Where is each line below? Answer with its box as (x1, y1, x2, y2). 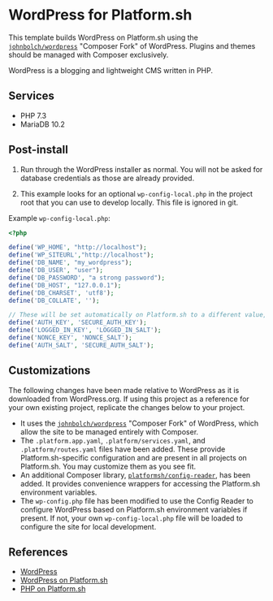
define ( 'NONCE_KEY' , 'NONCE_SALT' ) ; (8, 334, 132, 342)
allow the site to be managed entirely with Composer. (19, 426, 199, 436)
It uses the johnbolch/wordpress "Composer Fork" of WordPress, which (19, 418, 259, 428)
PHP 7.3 (19, 110, 47, 120)
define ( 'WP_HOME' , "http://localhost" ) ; (8, 244, 148, 252)
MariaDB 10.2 (19, 119, 65, 129)
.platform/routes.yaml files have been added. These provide (19, 444, 226, 454)
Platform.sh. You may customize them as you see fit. (19, 461, 197, 471)
